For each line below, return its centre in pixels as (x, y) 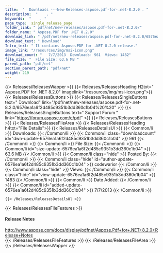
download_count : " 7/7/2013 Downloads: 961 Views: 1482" (68, 55)
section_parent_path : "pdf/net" (38, 69)
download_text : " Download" (33, 41)
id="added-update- (63, 185)
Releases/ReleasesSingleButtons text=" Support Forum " (62, 112)
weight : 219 (17, 73)
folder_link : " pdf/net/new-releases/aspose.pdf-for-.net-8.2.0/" (73, 28)
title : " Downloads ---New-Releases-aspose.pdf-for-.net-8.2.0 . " (77, 9)
